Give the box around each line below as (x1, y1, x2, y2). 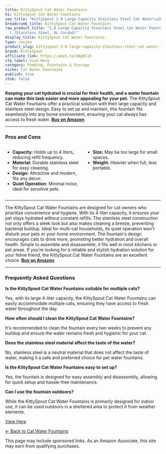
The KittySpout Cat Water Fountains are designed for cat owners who (5, 204, 147, 211)
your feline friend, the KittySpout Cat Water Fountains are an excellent (5, 252, 148, 258)
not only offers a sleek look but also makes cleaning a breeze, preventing (5, 220, 154, 226)
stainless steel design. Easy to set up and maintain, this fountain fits (5, 106, 143, 112)
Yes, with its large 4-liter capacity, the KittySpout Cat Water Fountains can (5, 295, 156, 301)
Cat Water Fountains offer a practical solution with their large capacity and (5, 100, 157, 107)
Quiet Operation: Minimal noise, (12, 181, 78, 187)
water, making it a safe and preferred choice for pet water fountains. (5, 355, 144, 361)
